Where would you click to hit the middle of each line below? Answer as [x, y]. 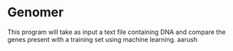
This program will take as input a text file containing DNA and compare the [116, 32]
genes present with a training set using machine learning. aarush [103, 39]
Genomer [36, 12]
